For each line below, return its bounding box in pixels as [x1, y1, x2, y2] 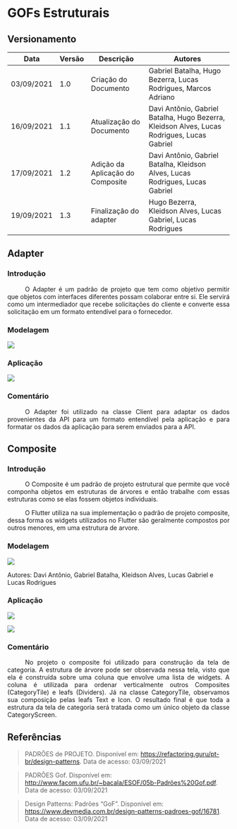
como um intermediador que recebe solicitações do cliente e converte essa [7, 300, 230, 308]
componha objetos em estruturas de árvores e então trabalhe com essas [7, 488, 230, 496]
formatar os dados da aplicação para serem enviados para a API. [7, 422, 196, 431]
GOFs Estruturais [7, 5, 110, 21]
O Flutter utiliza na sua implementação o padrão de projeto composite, [25, 509, 230, 517]
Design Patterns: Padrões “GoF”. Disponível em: [24, 799, 164, 808]
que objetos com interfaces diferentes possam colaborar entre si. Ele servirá [7, 292, 230, 301]
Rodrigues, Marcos [148, 83, 212, 93]
